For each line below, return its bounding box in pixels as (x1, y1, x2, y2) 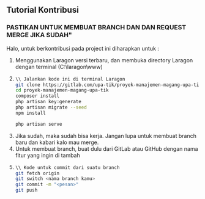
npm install (15, 110, 46, 116)
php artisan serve (15, 121, 62, 127)
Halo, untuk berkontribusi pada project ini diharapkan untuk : (6, 45, 159, 52)
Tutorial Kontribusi (6, 5, 80, 15)
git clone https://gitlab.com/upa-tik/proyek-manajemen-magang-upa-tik (15, 82, 202, 88)
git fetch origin (15, 170, 60, 176)
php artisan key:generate (15, 99, 81, 105)
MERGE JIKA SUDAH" (6, 31, 72, 39)
